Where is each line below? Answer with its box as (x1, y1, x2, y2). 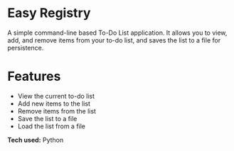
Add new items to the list (17, 99, 91, 108)
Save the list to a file (17, 114, 78, 123)
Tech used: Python (7, 135, 64, 144)
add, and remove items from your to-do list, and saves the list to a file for (7, 35, 221, 44)
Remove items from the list (17, 106, 96, 115)
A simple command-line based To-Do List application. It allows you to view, (7, 28, 228, 37)
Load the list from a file (17, 122, 86, 130)
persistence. (7, 43, 44, 52)
